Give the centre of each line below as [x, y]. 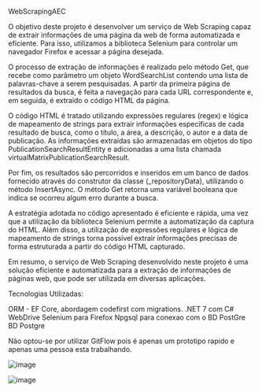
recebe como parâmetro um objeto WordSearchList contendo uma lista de [128, 75]
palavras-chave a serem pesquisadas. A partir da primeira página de [119, 83]
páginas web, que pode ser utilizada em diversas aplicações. [107, 278]
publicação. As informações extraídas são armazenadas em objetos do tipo [131, 141]
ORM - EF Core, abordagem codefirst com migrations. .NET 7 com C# [121, 309]
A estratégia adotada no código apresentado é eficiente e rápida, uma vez [129, 213]
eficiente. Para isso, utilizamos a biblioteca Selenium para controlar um [123, 43]
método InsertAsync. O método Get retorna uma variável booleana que [123, 189]
